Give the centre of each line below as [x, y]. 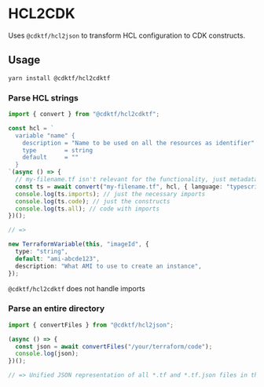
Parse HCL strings [43, 97]
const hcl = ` [31, 128]
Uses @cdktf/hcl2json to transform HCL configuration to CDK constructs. [127, 35]
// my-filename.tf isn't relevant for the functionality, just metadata [137, 180]
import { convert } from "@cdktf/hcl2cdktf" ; [84, 115]
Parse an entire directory [57, 309]
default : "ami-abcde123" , [58, 259]
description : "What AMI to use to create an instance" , [108, 266]
